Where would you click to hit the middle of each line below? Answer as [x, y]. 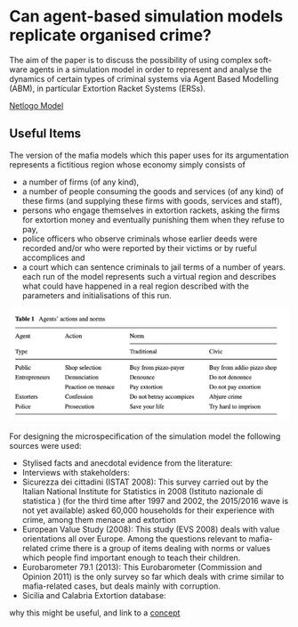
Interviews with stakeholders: [76, 473]
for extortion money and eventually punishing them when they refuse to [153, 219]
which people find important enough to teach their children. [131, 558]
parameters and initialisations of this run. [97, 295]
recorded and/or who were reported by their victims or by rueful [140, 248]
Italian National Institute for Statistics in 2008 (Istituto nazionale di [143, 492]
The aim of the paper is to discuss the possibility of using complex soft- [141, 60]
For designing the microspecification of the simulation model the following [145, 436]
